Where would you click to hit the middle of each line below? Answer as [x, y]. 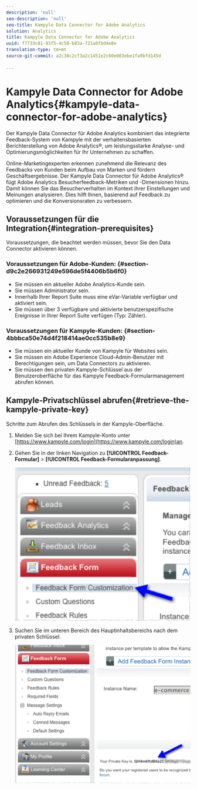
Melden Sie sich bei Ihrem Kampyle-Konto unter [72, 435]
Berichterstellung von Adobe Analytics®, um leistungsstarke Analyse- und [95, 146]
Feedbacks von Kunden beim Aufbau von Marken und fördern [81, 169]
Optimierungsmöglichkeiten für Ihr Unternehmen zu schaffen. [80, 152]
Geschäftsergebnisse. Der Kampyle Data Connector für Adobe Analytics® [95, 176]
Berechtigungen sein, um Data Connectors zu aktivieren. [83, 363]
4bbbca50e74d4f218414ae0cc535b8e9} [66, 338]
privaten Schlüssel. [38, 636]
